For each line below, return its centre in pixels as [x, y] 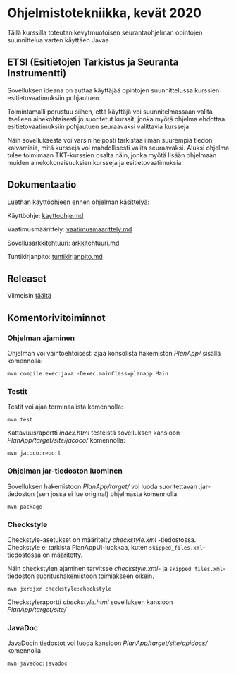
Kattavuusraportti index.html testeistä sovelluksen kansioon [94, 433]
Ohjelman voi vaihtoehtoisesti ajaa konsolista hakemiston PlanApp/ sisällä [114, 354]
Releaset [27, 278]
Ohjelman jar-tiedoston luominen [65, 471]
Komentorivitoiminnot [56, 318]
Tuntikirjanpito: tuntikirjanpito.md [55, 256]
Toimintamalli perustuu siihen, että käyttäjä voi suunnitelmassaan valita [110, 112]
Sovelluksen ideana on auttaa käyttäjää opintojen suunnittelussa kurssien [113, 90]
